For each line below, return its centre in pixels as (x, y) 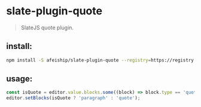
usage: (19, 79)
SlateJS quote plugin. (47, 27)
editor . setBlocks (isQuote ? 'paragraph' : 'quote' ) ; (73, 98)
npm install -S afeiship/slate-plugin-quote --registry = (79, 60)
